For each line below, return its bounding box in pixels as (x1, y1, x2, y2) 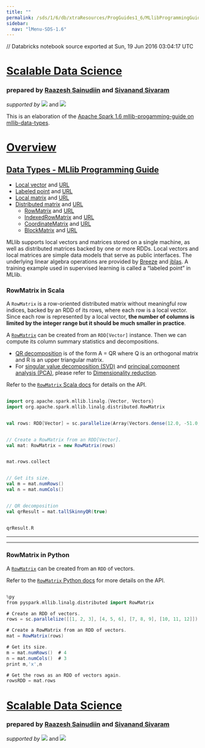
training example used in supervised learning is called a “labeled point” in (6, 264, 191, 272)
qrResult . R (6, 525, 34, 531)
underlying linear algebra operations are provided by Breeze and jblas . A (6, 257, 189, 265)
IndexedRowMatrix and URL (24, 213, 95, 221)
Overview (6, 140, 57, 154)
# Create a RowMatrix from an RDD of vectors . (6, 628, 127, 634)
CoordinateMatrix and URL (24, 220, 92, 227)
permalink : (6, 15, 34, 21)
